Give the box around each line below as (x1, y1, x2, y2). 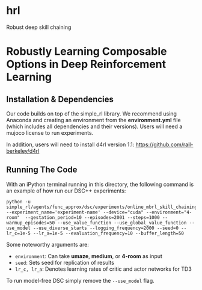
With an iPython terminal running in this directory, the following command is (6, 180, 194, 188)
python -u (6, 199, 31, 205)
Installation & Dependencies (6, 94, 114, 104)
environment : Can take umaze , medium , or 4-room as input (14, 252, 162, 259)
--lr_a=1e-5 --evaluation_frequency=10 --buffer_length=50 (32, 230, 185, 236)
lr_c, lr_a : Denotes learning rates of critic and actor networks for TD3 (14, 265, 192, 273)
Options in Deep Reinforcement (6, 58, 167, 71)
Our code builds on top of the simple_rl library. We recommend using (6, 110, 177, 117)
